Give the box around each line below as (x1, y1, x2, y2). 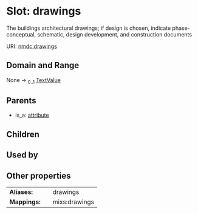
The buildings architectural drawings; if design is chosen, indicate (6, 24, 171, 32)
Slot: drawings (6, 4, 81, 18)
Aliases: (9, 187, 33, 196)
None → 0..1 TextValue (6, 76, 61, 85)
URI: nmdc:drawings (6, 43, 58, 50)
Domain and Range (6, 60, 80, 71)
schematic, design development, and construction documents (37, 30, 193, 38)
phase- (172, 24, 190, 32)
